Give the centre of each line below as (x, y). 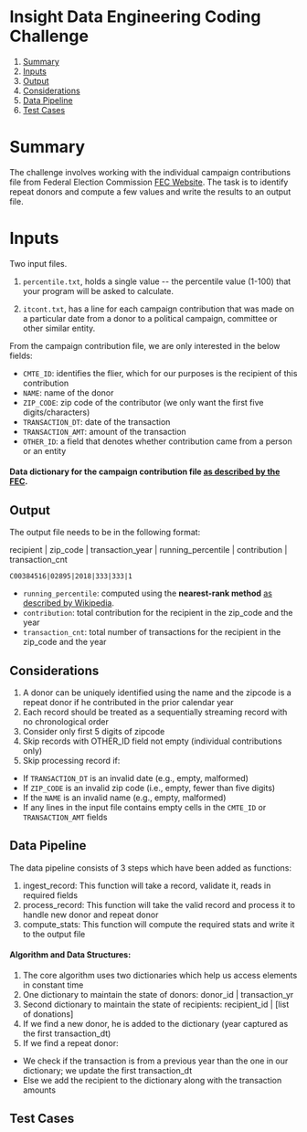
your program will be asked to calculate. (98, 291)
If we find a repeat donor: (70, 1043)
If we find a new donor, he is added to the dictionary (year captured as (155, 1024)
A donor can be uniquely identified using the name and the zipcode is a (157, 693)
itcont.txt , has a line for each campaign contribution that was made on (159, 309)
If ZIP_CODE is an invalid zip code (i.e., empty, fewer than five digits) (149, 788)
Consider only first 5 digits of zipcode (94, 732)
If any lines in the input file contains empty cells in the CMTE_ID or (144, 808)
